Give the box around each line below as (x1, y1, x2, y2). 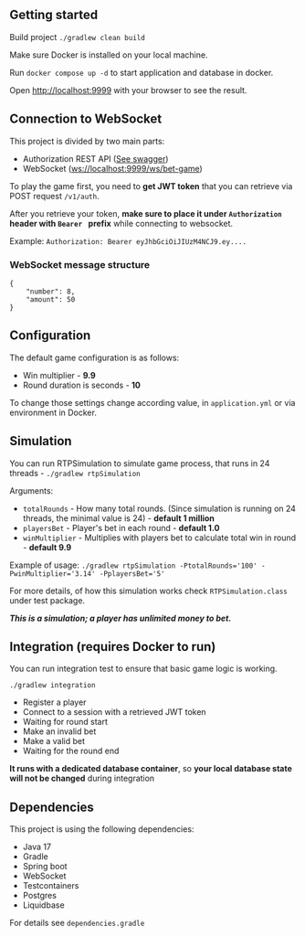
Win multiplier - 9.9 (22, 369, 96, 380)
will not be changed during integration (9, 772, 155, 784)
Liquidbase (22, 900, 66, 910)
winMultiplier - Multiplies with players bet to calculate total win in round (22, 532, 297, 543)
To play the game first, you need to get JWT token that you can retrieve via (9, 180, 293, 191)
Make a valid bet (22, 736, 85, 747)
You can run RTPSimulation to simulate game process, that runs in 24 (9, 457, 270, 469)
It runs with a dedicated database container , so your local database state (9, 763, 292, 774)
